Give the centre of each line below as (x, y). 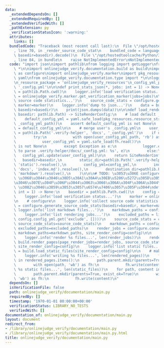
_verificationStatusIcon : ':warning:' (49, 32)
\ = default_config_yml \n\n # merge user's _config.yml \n (77, 128)
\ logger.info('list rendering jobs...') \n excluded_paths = (84, 215)
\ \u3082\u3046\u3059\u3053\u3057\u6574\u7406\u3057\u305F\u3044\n (84, 187)
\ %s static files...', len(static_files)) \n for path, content (84, 269)
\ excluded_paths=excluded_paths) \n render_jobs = (70, 228)
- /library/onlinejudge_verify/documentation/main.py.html (66, 333)
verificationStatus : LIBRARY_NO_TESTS (49, 306)
